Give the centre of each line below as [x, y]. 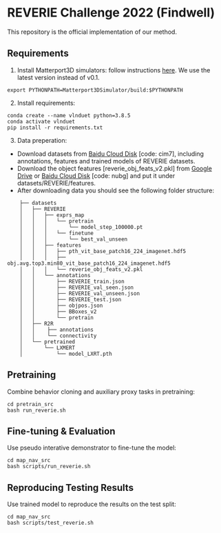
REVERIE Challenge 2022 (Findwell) [111, 13]
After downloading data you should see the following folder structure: [116, 190]
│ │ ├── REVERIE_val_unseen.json [80, 293]
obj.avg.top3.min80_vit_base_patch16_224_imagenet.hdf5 [89, 263]
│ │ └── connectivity [58, 336]
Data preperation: [42, 140]
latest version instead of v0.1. [58, 77]
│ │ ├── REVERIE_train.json [72, 281]
